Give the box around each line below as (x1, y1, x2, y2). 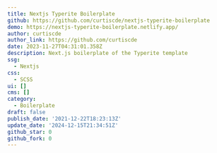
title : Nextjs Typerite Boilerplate (7, 10, 115, 18)
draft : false (7, 109, 46, 116)
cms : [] (7, 89, 30, 96)
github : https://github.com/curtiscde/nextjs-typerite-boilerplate (7, 17, 211, 24)
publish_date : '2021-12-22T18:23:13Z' (7, 115, 122, 122)
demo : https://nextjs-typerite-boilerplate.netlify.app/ (7, 23, 179, 30)
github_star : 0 (7, 128, 52, 135)
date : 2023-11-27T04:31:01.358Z (7, 43, 102, 50)
